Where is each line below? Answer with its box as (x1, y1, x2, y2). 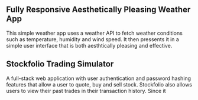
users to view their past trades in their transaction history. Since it (6, 87, 166, 94)
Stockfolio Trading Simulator (6, 59, 114, 69)
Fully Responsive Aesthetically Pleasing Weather (6, 5, 191, 15)
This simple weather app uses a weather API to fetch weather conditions (6, 29, 183, 36)
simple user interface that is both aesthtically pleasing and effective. (6, 42, 173, 49)
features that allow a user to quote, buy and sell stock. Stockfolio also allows (6, 81, 193, 88)
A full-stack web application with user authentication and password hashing (6, 75, 191, 82)
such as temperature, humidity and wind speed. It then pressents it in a (6, 35, 179, 43)
